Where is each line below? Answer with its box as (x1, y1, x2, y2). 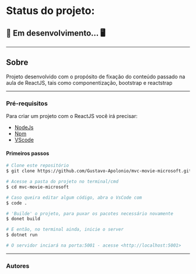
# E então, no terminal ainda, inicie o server (6, 227, 124, 233)
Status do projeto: (6, 4, 95, 18)
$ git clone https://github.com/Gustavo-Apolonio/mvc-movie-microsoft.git (6, 168, 192, 174)
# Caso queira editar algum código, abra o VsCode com (6, 195, 142, 200)
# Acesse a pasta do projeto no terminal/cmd (6, 179, 118, 185)
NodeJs (14, 124, 34, 131)
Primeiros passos (6, 150, 50, 157)
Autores (6, 262, 30, 270)
